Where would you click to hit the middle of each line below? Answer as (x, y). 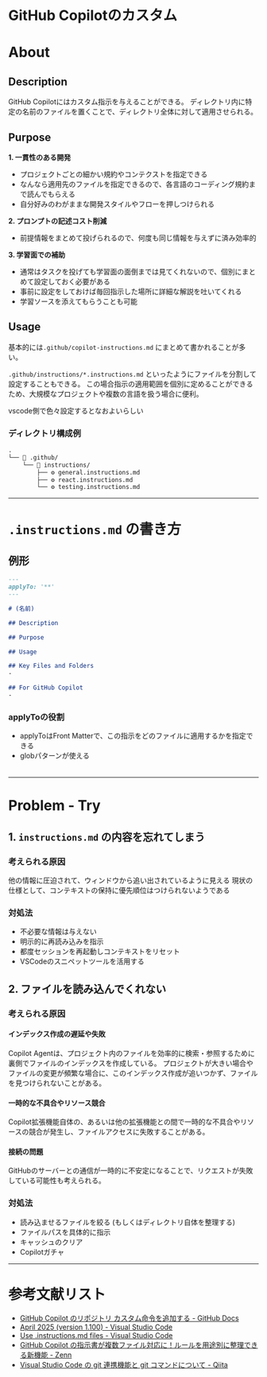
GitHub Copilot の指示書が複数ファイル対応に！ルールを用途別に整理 (132, 1344)
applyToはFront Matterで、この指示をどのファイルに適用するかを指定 (133, 736)
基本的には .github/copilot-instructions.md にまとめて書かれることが (124, 347)
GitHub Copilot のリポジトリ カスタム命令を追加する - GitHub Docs (130, 1318)
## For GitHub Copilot (46, 688)
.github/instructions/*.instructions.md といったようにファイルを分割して (132, 374)
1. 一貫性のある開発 (40, 157)
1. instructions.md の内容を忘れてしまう (106, 837)
